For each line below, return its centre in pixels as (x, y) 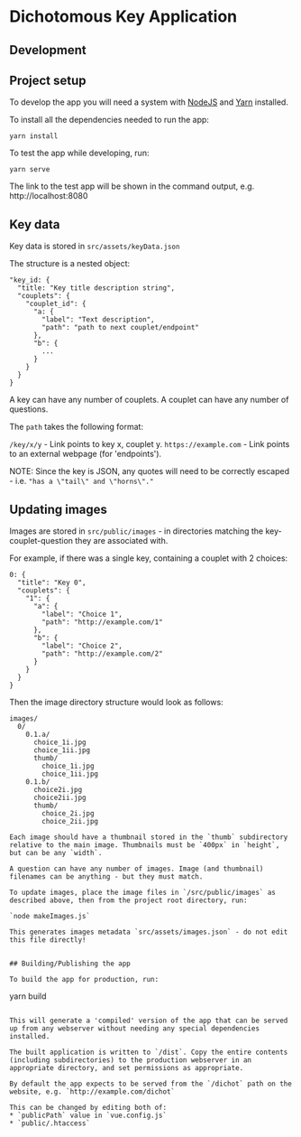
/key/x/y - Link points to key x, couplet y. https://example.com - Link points (150, 444)
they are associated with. (122, 541)
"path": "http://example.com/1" (103, 622)
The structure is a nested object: (70, 264)
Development (48, 50)
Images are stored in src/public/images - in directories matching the (137, 531)
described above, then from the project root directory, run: (128, 900)
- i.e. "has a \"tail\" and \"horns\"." (82, 481)
